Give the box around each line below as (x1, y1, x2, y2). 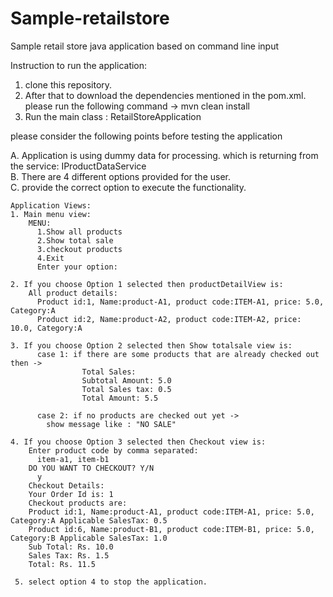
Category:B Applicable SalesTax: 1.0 (10, 533, 168, 543)
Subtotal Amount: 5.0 (81, 375, 172, 386)
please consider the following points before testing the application (10, 130, 283, 142)
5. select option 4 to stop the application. (14, 577, 208, 587)
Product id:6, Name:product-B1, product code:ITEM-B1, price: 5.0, (28, 524, 315, 534)
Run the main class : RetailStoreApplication (24, 110, 202, 122)
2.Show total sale (36, 235, 114, 246)
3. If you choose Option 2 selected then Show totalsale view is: (10, 340, 293, 351)
